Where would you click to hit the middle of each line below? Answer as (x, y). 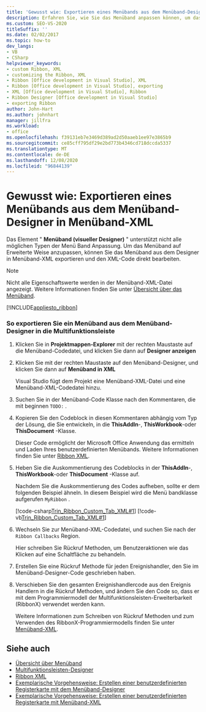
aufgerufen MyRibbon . (43, 499)
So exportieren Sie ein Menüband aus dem (71, 324)
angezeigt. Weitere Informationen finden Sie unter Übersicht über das (94, 289)
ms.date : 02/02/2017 (33, 35)
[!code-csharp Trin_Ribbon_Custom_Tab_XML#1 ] (76, 511)
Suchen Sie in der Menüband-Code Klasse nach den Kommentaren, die (105, 400)
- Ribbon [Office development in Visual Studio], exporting (85, 86)
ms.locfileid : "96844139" (39, 166)
